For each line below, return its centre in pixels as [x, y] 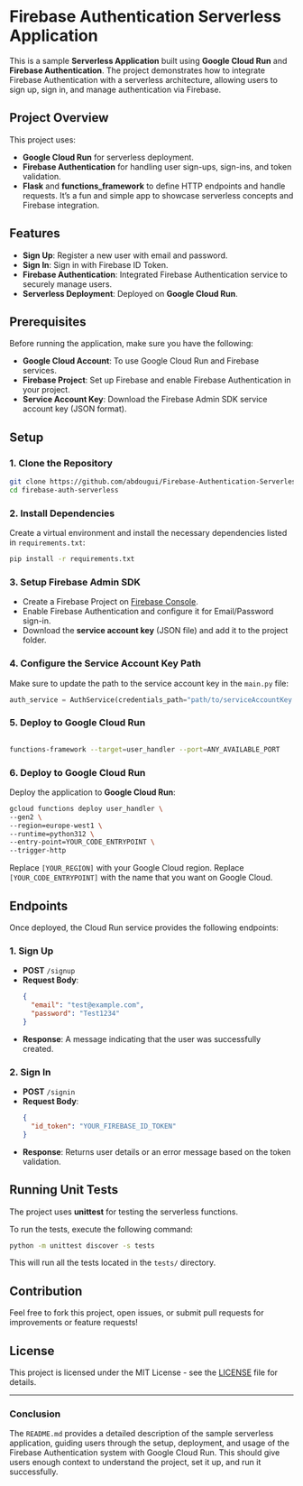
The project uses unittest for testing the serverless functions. [124, 1212]
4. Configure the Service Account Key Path [105, 663]
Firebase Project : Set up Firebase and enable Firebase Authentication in [156, 380]
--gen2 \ [26, 817]
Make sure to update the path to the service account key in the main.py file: [149, 683]
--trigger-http [38, 851]
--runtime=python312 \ [52, 834]
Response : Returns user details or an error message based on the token [156, 1151]
